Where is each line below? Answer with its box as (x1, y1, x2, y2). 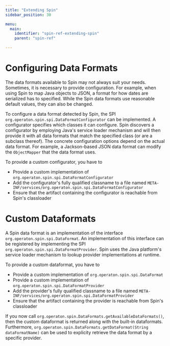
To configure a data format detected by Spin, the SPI (5, 111, 116, 117)
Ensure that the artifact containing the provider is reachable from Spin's (12, 297, 163, 304)
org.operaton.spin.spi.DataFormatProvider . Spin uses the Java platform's (5, 246, 162, 252)
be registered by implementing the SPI (5, 241, 86, 247)
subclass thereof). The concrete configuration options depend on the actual (5, 138, 165, 144)
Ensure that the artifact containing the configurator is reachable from (12, 189, 158, 196)
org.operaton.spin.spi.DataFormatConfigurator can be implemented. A (5, 116, 156, 122)
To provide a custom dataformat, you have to (5, 262, 100, 268)
